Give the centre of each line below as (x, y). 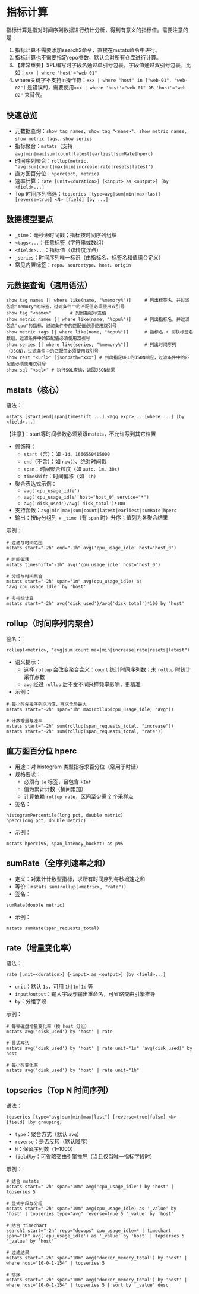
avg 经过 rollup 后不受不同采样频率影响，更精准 (82, 684)
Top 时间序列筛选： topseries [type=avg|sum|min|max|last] (88, 193)
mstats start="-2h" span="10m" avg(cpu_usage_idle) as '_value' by (91, 1209)
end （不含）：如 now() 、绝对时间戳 (65, 461)
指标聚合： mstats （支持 (44, 146)
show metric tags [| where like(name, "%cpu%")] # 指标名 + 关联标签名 (100, 332)
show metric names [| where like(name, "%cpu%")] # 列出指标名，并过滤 (98, 320)
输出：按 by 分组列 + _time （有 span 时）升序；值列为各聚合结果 (91, 518)
